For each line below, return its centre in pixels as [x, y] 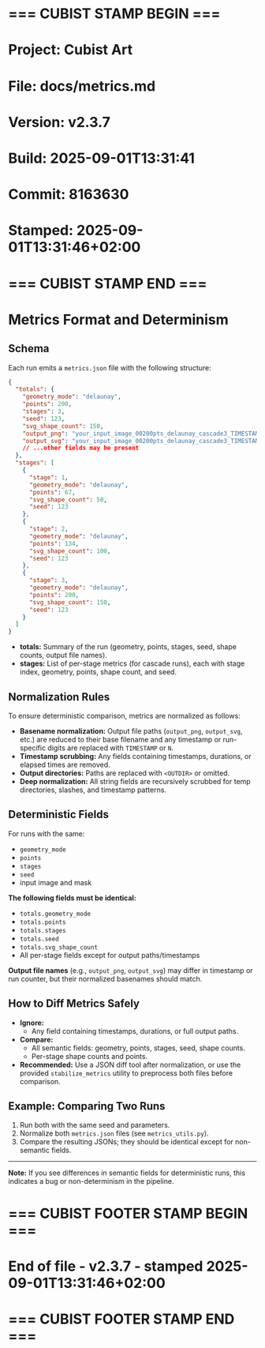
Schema [29, 349]
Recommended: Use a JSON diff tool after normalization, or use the [130, 1065]
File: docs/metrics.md [82, 86]
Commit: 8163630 [69, 195]
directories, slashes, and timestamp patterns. [93, 790]
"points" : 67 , [52, 492]
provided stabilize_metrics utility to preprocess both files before [126, 1073]
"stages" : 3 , [44, 411]
